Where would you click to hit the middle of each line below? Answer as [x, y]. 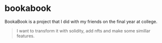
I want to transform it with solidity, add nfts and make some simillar [83, 31]
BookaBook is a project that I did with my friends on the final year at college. [81, 21]
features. [26, 36]
